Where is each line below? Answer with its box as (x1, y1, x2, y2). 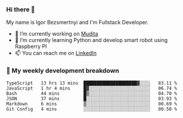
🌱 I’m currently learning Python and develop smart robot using (14, 37, 168, 44)
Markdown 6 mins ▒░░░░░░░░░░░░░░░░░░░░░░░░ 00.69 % (6, 101, 178, 107)
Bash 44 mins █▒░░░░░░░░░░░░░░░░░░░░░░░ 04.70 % (6, 90, 178, 97)
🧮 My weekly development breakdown (6, 66, 119, 75)
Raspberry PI (14, 43, 47, 50)
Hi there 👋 (6, 5, 36, 14)
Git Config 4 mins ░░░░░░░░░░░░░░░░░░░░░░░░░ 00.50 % (6, 106, 178, 112)
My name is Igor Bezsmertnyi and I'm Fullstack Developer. (6, 19, 149, 26)
